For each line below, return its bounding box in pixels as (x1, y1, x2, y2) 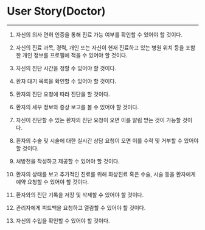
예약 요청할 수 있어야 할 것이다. (15, 178, 89, 185)
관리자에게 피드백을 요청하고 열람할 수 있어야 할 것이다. (15, 204, 146, 211)
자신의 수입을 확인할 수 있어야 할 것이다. (15, 217, 110, 224)
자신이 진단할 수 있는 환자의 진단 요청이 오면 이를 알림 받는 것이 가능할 (15, 116, 181, 123)
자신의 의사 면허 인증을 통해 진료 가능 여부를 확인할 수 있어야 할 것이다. (15, 31, 183, 38)
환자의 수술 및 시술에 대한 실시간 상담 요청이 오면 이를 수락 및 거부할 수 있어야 (15, 137, 199, 144)
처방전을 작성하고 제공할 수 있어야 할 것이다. (15, 157, 120, 165)
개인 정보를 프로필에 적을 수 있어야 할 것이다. (22, 51, 128, 59)
